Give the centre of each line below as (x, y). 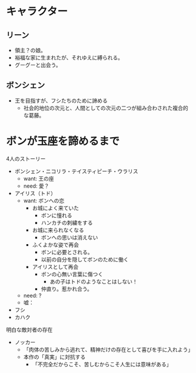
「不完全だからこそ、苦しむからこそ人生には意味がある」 (102, 364)
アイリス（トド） (35, 193)
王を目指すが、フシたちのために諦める (61, 101)
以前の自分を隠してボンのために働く (85, 259)
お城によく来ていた (56, 208)
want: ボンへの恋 (44, 201)
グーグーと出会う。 (38, 65)
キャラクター (37, 11)
